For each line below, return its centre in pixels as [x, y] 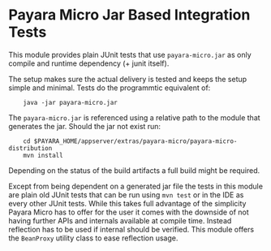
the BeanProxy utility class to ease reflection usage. [93, 238]
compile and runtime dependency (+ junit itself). [89, 63]
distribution [30, 148]
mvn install [43, 155]
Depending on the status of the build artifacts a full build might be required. [134, 170]
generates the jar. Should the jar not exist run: [84, 126]
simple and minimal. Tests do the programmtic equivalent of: [110, 88]
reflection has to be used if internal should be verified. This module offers [131, 229]
